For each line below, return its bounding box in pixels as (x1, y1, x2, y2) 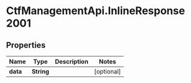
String (31, 68, 49, 75)
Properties (6, 40, 46, 50)
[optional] (93, 68, 122, 75)
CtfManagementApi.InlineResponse (6, 4, 185, 18)
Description (55, 58, 89, 65)
